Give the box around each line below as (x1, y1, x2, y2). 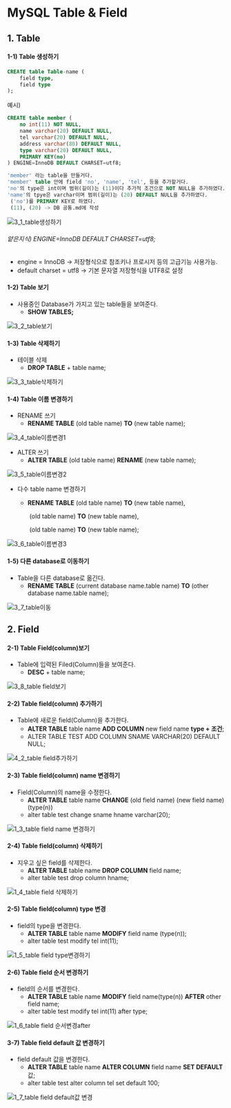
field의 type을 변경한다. (17, 921, 81, 930)
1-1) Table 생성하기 (7, 53, 59, 61)
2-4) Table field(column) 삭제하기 (7, 842, 103, 850)
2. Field (7, 623, 40, 635)
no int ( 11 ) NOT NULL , (19, 121, 81, 129)
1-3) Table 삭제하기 (7, 339, 61, 347)
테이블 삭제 (17, 356, 48, 364)
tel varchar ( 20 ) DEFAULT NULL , (19, 133, 110, 141)
